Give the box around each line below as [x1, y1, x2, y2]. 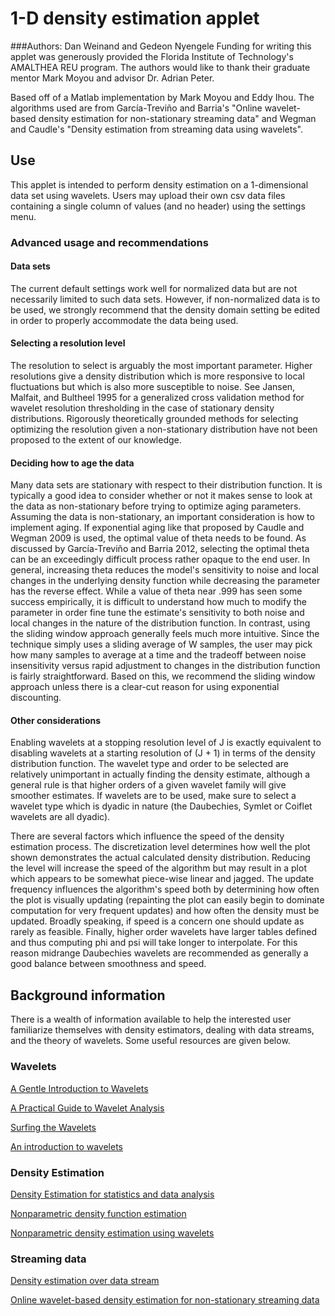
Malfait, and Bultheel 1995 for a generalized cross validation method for [10, 392, 305, 404]
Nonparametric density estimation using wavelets [10, 1227, 215, 1239]
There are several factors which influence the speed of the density [10, 830, 285, 842]
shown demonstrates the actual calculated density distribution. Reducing [10, 852, 311, 864]
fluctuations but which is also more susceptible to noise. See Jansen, [10, 381, 296, 393]
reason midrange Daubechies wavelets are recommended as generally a [10, 947, 309, 959]
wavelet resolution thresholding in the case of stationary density [10, 402, 275, 414]
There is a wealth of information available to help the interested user [10, 1013, 292, 1026]
